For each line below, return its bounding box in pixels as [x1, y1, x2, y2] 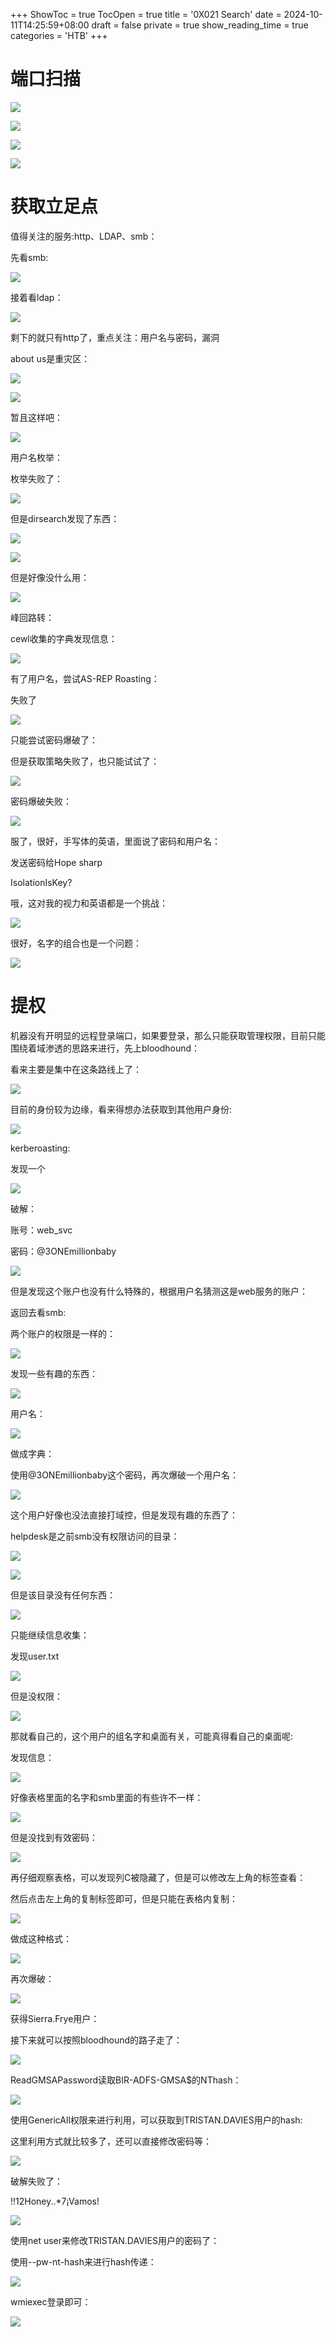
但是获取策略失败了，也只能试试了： [10, 755, 160, 767]
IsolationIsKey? [10, 876, 73, 888]
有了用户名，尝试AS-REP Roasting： [10, 672, 160, 684]
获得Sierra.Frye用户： [10, 2012, 100, 2024]
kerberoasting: [10, 1142, 71, 1154]
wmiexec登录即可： [10, 2295, 92, 2308]
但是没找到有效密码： [10, 1831, 98, 1843]
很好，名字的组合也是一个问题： [10, 937, 142, 949]
